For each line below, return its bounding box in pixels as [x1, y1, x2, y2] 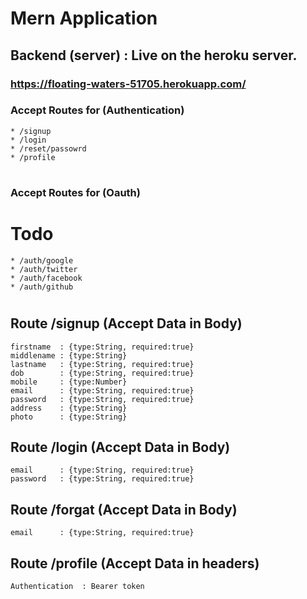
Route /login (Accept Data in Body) [10, 438, 231, 456]
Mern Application [10, 7, 158, 30]
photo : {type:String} [10, 412, 128, 422]
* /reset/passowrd [10, 143, 87, 154]
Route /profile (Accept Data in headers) [10, 555, 260, 572]
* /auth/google [10, 255, 74, 266]
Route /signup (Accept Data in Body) [10, 315, 243, 332]
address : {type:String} [10, 403, 128, 413]
